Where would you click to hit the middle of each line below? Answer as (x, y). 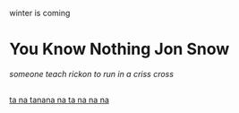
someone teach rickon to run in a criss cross (92, 74)
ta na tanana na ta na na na (60, 100)
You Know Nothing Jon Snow (119, 49)
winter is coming (40, 13)
